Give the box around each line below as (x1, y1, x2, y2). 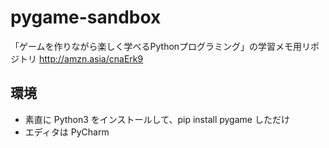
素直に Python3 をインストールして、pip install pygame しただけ (24, 113, 290, 125)
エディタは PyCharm (24, 126, 110, 138)
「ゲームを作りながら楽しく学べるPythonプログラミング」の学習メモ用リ (10, 40, 312, 52)
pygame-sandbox (10, 6, 162, 29)
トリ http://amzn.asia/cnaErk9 (18, 52, 144, 65)
